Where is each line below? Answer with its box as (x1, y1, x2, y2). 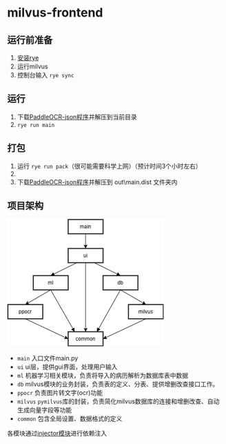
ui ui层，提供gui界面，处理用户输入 (17, 363, 118, 371)
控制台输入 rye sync (17, 71, 74, 79)
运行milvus (17, 62, 48, 70)
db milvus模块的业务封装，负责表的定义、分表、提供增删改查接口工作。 (17, 380, 219, 388)
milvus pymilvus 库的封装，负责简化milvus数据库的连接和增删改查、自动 (17, 397, 220, 405)
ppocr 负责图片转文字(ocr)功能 (17, 389, 103, 397)
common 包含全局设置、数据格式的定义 (17, 414, 123, 423)
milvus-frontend (7, 5, 103, 21)
